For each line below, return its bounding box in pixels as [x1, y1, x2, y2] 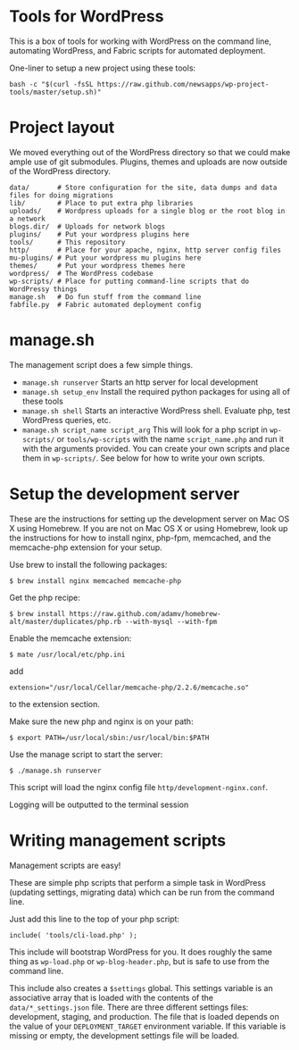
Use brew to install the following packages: [9, 559, 168, 570]
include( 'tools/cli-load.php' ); [9, 930, 138, 939]
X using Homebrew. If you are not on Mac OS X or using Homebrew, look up [9, 522, 288, 533]
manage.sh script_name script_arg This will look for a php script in [21, 424, 268, 435]
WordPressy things [9, 284, 78, 294]
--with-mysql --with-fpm [124, 617, 218, 626]
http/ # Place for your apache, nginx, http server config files [9, 246, 281, 254]
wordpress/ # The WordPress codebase [9, 269, 154, 278]
